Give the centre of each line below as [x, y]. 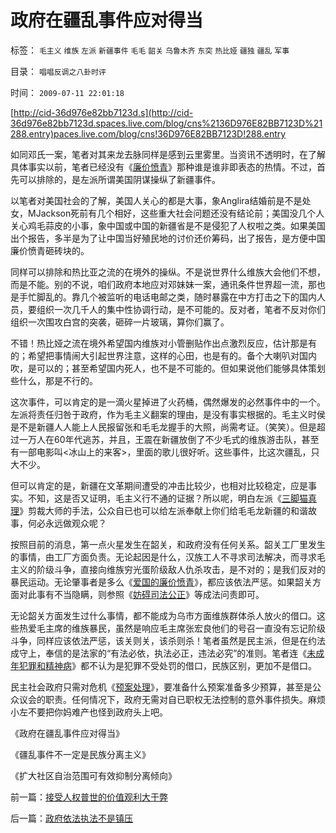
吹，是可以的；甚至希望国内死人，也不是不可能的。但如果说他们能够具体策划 [168, 368]
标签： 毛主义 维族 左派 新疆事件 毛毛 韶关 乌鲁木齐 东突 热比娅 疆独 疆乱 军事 [150, 50]
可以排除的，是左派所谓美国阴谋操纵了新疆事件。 [119, 179]
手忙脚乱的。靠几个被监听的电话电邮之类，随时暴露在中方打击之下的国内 [167, 297]
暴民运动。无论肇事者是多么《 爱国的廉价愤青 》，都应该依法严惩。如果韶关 [161, 582]
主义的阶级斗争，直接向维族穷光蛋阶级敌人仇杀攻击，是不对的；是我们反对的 [168, 569]
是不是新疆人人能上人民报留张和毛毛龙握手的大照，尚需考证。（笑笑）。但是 [163, 427]
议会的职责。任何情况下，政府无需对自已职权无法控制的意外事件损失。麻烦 [172, 699]
